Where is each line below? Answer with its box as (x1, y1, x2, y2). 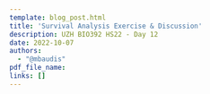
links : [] (9, 72, 47, 81)
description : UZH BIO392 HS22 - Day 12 (9, 30, 159, 38)
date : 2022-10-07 (9, 38, 74, 47)
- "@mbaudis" (17, 55, 66, 64)
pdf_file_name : (9, 64, 66, 73)
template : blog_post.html (9, 13, 106, 22)
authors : (9, 47, 42, 56)
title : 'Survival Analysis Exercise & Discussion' (9, 21, 203, 30)
